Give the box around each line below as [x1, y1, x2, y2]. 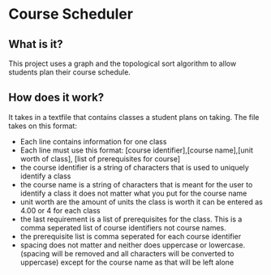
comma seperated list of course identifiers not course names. [19, 222, 226, 232]
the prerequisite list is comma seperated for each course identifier [19, 231, 242, 241]
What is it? [8, 37, 63, 51]
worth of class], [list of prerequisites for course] [19, 153, 181, 163]
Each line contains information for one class [19, 136, 167, 146]
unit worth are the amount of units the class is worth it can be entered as [19, 196, 264, 207]
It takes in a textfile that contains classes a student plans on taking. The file [8, 112, 260, 122]
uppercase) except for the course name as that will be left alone [19, 257, 234, 267]
